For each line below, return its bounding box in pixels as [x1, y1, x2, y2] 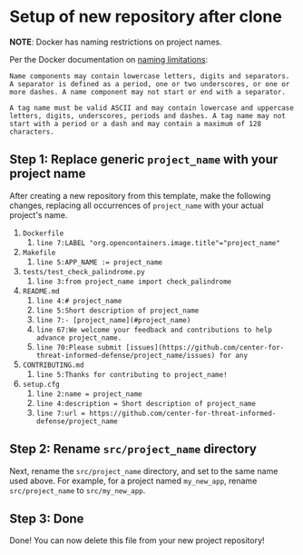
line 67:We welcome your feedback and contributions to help [35, 325, 272, 334]
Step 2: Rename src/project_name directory [9, 441, 257, 457]
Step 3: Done [9, 510, 84, 526]
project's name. [9, 209, 68, 220]
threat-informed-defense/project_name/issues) [35, 351, 216, 360]
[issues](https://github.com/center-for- [125, 342, 285, 352]
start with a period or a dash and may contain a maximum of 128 [9, 119, 261, 128]
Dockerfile [22, 229, 64, 238]
